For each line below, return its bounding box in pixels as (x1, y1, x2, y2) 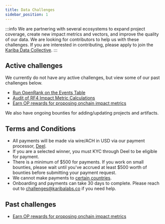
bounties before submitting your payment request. (12, 169, 117, 175)
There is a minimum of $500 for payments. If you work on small (12, 159, 144, 165)
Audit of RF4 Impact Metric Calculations (12, 95, 95, 101)
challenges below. (5, 80, 43, 86)
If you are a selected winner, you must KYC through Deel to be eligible (12, 148, 157, 154)
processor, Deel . (12, 143, 47, 149)
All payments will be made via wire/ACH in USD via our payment (12, 138, 145, 144)
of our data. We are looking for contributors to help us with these (5, 36, 139, 42)
